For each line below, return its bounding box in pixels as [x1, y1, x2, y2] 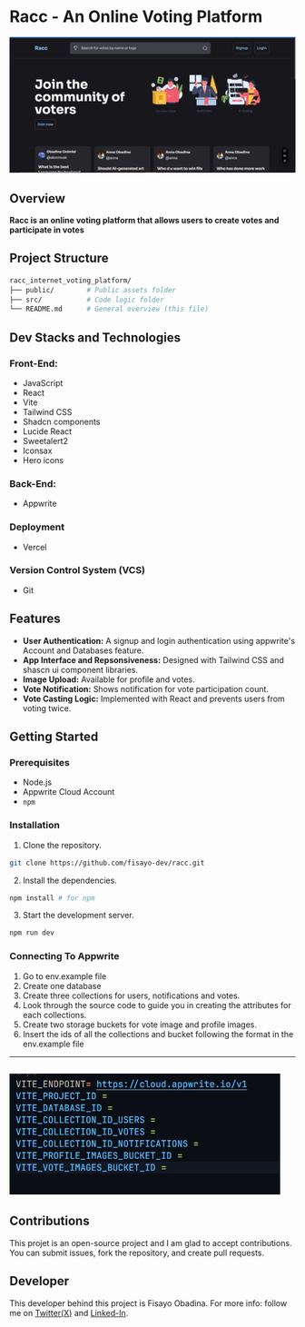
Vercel [22, 541, 47, 552]
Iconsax [22, 445, 53, 456]
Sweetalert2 [22, 435, 68, 446]
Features [9, 611, 61, 627]
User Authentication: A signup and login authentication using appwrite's [22, 635, 296, 646]
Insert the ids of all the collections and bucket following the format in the [22, 1028, 294, 1039]
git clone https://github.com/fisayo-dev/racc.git [9, 858, 205, 867]
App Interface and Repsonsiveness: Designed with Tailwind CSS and [22, 654, 284, 665]
